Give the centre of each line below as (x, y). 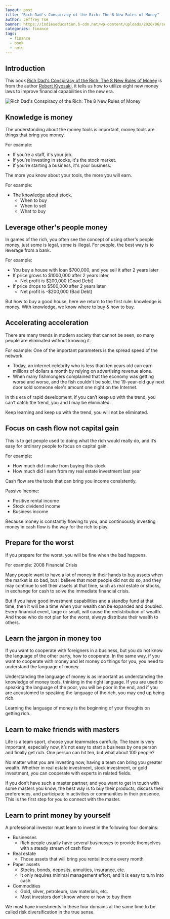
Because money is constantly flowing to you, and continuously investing (80, 521)
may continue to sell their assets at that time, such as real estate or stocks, (83, 585)
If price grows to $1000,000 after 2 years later (60, 276)
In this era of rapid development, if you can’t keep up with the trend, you (80, 397)
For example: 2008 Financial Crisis (41, 565)
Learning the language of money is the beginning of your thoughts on (78, 708)
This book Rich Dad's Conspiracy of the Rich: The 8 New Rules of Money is (84, 81)
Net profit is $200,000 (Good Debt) (57, 281)
